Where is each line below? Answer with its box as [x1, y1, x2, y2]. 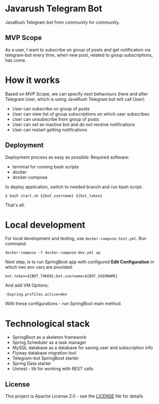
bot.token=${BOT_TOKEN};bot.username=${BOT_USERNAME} [5, 274, 119, 279]
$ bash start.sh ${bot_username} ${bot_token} [5, 193, 103, 198]
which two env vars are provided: [5, 264, 73, 270]
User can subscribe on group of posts [12, 106, 90, 112]
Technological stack [5, 318, 90, 329]
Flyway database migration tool [12, 350, 77, 356]
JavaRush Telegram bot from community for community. [5, 19, 120, 25]
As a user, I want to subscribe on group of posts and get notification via [5, 46, 151, 52]
